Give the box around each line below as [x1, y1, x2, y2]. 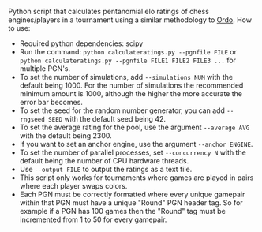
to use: [8, 24, 31, 32]
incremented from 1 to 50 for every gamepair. [19, 215, 167, 224]
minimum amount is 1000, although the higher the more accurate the [19, 89, 243, 98]
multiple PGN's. [19, 64, 71, 73]
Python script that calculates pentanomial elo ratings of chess [8, 7, 209, 16]
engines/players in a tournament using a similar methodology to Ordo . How [8, 15, 253, 24]
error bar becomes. [19, 98, 83, 107]
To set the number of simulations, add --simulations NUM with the [19, 73, 234, 81]
